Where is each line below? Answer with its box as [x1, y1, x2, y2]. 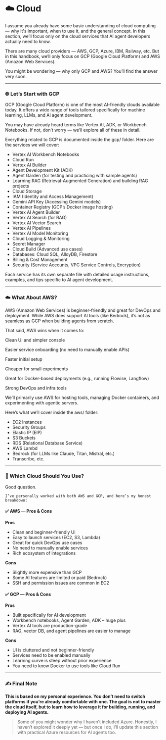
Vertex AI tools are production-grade [12, 623, 87, 629]
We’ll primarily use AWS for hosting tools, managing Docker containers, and [5, 395, 159, 400]
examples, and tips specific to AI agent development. [5, 277, 114, 283]
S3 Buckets [12, 435, 36, 441]
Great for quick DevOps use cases [12, 540, 83, 546]
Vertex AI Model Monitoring [12, 230, 68, 237]
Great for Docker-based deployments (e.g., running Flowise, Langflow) [5, 375, 149, 381]
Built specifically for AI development [12, 612, 86, 618]
